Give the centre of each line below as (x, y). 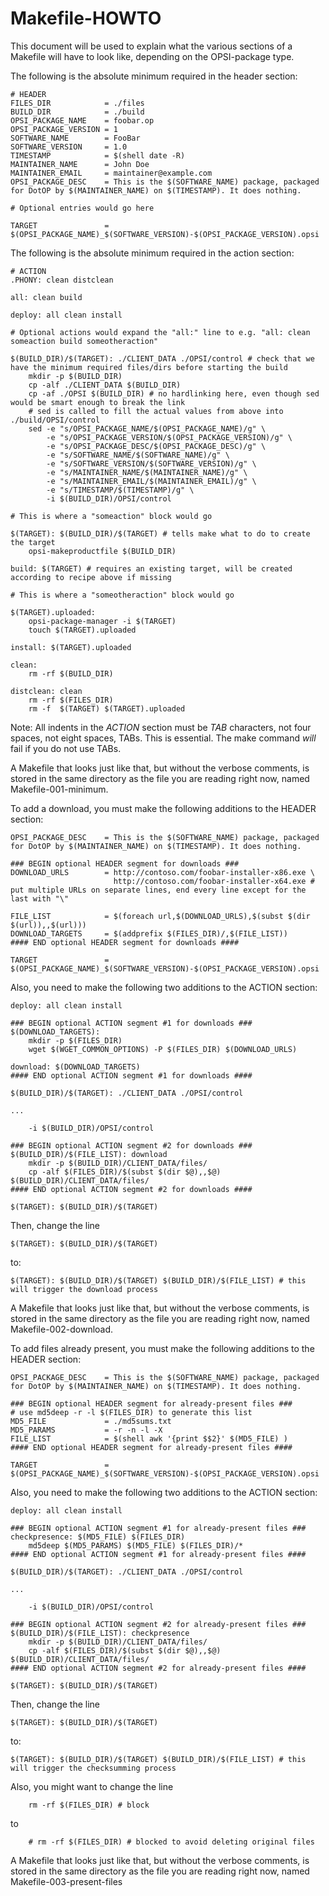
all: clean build (46, 297)
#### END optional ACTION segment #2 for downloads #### (131, 1189)
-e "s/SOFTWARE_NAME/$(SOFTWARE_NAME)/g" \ (138, 455)
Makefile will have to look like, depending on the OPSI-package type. (152, 56)
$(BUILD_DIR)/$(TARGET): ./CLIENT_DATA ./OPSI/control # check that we (162, 358)
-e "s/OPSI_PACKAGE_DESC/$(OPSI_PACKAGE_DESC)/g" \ (156, 446)
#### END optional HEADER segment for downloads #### (125, 942)
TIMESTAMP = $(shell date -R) (98, 155)
